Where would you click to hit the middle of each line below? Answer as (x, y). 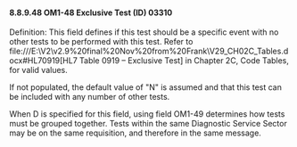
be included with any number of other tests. (90, 97)
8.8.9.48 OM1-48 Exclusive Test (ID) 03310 (91, 12)
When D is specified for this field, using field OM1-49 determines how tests (147, 114)
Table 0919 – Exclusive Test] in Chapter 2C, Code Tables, (184, 61)
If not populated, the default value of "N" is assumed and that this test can (146, 87)
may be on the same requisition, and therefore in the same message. (135, 133)
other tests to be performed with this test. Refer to (101, 42)
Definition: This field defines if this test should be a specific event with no (144, 32)
